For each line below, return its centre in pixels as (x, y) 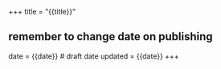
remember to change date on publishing (110, 37)
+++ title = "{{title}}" (42, 12)
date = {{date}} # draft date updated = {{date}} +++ (94, 56)
